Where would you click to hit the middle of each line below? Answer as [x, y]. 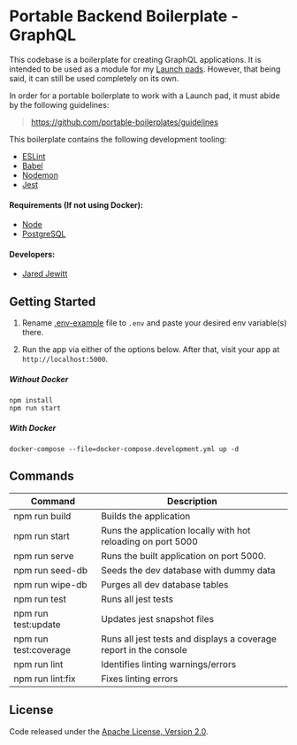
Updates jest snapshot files [158, 618]
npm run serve [44, 556]
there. [33, 333]
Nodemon [40, 175]
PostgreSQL [44, 234]
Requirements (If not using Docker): [76, 204]
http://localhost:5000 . [65, 359]
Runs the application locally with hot [176, 530]
